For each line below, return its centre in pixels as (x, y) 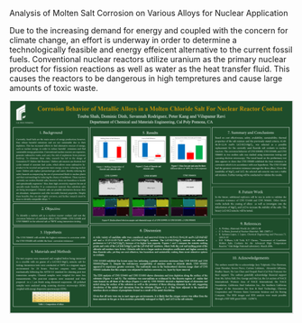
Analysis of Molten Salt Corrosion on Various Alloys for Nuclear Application (149, 13)
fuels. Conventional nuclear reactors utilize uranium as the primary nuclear (148, 59)
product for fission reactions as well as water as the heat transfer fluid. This (150, 69)
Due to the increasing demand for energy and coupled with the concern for (149, 30)
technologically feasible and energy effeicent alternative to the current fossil (151, 50)
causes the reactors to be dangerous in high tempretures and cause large (146, 78)
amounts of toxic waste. (54, 88)
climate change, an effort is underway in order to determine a (123, 40)
